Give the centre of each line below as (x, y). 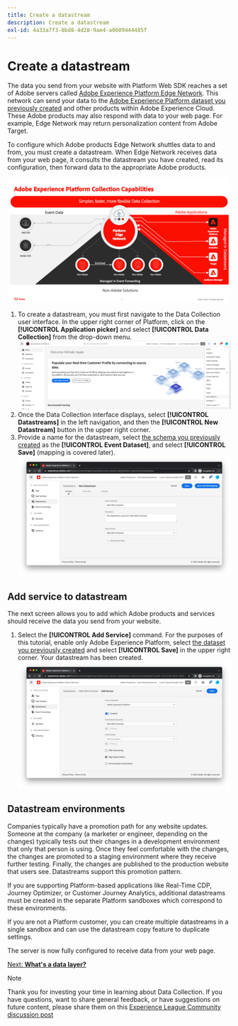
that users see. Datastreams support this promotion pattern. (95, 871)
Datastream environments (66, 809)
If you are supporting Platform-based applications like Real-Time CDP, (110, 885)
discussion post (30, 1014)
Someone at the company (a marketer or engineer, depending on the (107, 833)
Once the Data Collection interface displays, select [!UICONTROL (113, 415)
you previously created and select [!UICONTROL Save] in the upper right (124, 650)
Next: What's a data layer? (47, 964)
